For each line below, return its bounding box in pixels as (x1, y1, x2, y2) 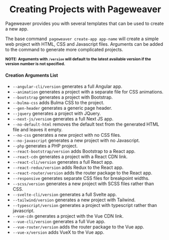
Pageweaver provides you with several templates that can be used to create (5, 20, 164, 26)
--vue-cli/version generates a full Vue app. (12, 219, 106, 225)
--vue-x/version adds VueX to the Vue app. (12, 229, 105, 235)
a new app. (5, 25, 29, 32)
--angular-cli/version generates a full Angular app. (12, 83, 123, 89)
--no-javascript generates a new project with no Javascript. (12, 137, 140, 143)
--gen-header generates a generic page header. (12, 105, 113, 111)
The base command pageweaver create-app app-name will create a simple (5, 36, 159, 42)
